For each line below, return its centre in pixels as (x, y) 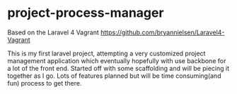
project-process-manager (86, 13)
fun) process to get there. (45, 83)
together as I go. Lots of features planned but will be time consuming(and (114, 76)
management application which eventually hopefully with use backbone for (117, 60)
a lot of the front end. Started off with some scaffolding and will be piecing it (118, 68)
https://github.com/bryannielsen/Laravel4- (162, 32)
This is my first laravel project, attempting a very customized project (106, 53)
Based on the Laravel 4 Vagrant (53, 32)
